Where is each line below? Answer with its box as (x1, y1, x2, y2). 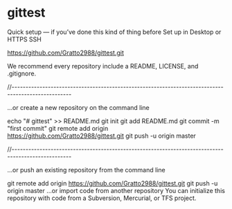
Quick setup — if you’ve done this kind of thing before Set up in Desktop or (7, 28, 222, 36)
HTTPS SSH (7, 35, 42, 43)
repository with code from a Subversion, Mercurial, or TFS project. (7, 194, 197, 202)
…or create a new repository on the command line (7, 103, 150, 111)
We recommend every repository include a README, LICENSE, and (7, 62, 199, 70)
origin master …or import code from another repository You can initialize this (7, 186, 225, 194)
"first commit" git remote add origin (7, 124, 109, 132)
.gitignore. (7, 69, 37, 78)
